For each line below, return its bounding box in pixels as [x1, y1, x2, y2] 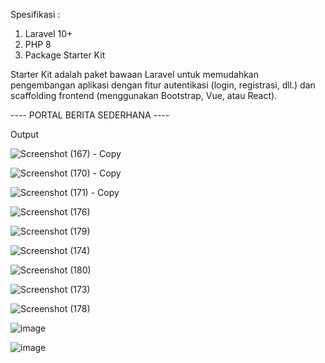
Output [10, 129, 39, 140]
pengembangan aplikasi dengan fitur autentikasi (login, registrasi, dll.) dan [10, 79, 316, 91]
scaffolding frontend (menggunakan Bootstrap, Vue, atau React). [10, 90, 278, 101]
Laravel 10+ [24, 28, 73, 39]
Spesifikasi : [10, 9, 61, 20]
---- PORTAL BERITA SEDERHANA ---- [10, 109, 170, 121]
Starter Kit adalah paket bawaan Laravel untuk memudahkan [10, 69, 259, 80]
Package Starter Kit [24, 49, 106, 61]
